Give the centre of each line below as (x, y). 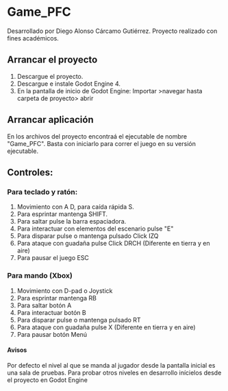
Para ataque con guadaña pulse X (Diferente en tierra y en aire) (106, 327)
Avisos (17, 350)
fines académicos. (33, 38)
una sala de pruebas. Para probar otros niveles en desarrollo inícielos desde (114, 372)
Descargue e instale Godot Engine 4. (69, 84)
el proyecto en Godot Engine (47, 380)
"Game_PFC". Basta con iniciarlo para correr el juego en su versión (102, 143)
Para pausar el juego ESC (53, 258)
